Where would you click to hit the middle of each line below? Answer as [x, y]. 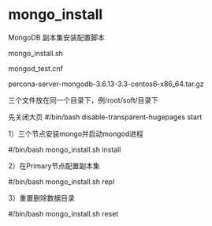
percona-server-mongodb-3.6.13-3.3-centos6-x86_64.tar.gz [106, 84]
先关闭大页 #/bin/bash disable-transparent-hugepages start [105, 117]
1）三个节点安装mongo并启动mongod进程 [76, 134]
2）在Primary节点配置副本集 [54, 166]
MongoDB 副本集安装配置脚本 [56, 37]
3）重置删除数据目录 [41, 198]
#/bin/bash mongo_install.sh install [65, 149]
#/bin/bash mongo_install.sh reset [63, 213]
